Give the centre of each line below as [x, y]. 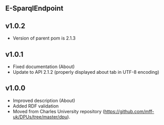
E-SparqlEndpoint [34, 8]
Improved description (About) [44, 100]
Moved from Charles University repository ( [59, 111]
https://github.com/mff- [129, 111]
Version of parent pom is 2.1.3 [44, 38]
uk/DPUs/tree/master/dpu [40, 117]
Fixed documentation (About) [44, 67]
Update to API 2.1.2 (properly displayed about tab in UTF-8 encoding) [86, 72]
